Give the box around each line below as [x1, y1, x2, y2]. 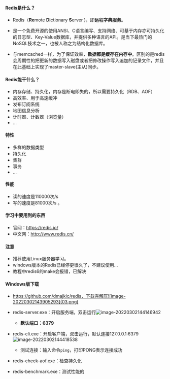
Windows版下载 [5, 281, 39, 287]
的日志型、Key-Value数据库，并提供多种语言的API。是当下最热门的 [12, 34, 152, 40]
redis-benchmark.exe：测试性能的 [12, 368, 85, 375]
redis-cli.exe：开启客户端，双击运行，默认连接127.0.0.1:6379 [12, 331, 139, 337]
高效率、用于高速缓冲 [12, 95, 57, 101]
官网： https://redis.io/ [12, 225, 58, 231]
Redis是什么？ [5, 5, 36, 11]
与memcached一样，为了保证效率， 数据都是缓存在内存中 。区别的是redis [12, 51, 165, 57]
